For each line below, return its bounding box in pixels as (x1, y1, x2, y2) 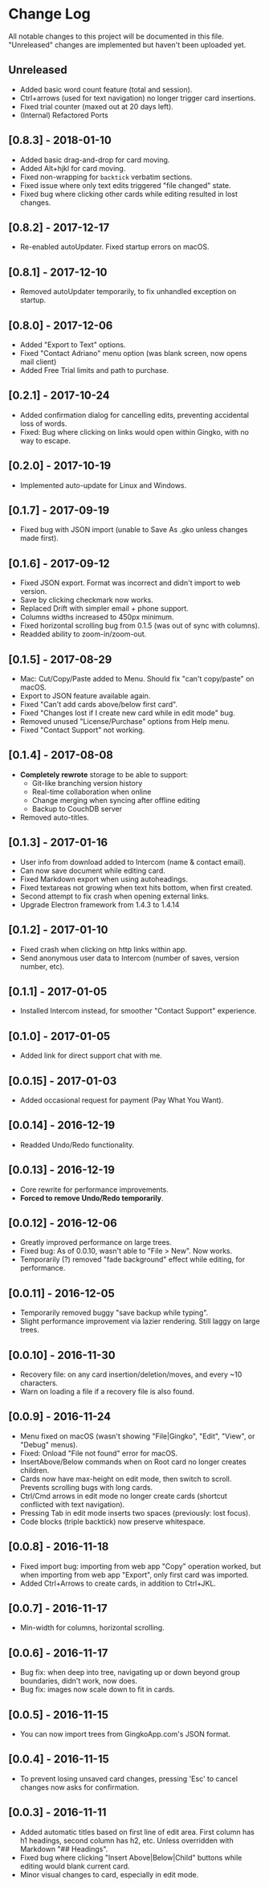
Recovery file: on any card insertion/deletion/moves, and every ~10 (19, 1369, 243, 1379)
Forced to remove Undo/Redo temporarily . (19, 1193, 164, 1202)
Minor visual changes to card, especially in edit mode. (19, 1869, 199, 1879)
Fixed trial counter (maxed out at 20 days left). (19, 101, 174, 111)
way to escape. (19, 436, 71, 445)
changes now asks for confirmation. (19, 1782, 140, 1792)
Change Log (8, 5, 91, 23)
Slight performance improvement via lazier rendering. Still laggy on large (19, 1316, 260, 1326)
